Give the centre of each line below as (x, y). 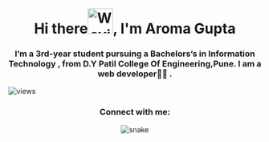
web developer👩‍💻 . (135, 74)
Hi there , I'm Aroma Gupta (135, 29)
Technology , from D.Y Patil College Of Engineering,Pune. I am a (135, 64)
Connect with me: (135, 112)
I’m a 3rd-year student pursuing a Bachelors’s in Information (135, 54)
